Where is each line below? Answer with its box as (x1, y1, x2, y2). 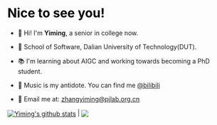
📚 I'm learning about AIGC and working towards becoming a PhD (17, 56, 210, 65)
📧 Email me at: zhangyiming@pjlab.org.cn (17, 94, 140, 103)
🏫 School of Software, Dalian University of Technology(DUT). (17, 42, 197, 51)
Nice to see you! (7, 5, 105, 21)
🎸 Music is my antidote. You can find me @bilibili (17, 81, 160, 89)
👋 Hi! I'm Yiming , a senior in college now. (17, 29, 139, 37)
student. (17, 66, 43, 76)
